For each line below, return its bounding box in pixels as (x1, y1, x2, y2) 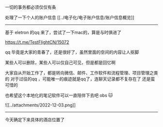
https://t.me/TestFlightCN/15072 (5, 39, 69, 45)
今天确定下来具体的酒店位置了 (5, 117, 65, 123)
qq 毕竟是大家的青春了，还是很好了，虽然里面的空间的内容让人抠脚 (5, 49, 139, 55)
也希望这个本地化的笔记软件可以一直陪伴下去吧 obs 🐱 (5, 92, 113, 98)
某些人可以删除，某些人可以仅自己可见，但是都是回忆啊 (5, 60, 115, 65)
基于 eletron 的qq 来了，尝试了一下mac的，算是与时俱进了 (5, 30, 122, 35)
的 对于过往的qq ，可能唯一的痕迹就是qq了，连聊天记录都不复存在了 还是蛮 (5, 76, 155, 82)
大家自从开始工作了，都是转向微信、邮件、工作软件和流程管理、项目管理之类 (5, 70, 158, 75)
